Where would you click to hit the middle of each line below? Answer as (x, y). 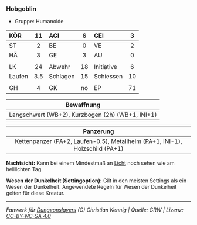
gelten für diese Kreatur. (35, 193)
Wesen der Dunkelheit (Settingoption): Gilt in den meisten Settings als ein (96, 181)
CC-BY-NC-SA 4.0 (28, 216)
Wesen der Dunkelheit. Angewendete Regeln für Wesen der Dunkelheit (91, 187)
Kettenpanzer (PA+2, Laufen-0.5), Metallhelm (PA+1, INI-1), (98, 141)
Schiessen (108, 77)
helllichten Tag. (24, 169)
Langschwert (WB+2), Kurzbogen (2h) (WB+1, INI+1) (83, 115)
